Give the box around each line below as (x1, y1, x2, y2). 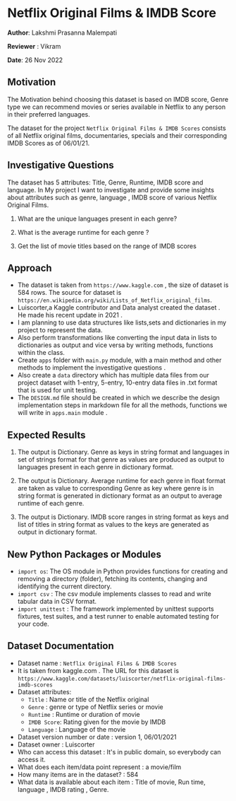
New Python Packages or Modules (7, 548, 162, 560)
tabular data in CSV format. (17, 597, 97, 605)
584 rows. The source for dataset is (17, 288, 122, 297)
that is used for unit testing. (17, 386, 97, 394)
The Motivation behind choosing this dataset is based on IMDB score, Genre (7, 95, 229, 103)
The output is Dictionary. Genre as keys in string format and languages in (17, 448, 230, 457)
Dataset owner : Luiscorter (17, 740, 95, 749)
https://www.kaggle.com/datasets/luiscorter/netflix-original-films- (17, 675, 227, 682)
